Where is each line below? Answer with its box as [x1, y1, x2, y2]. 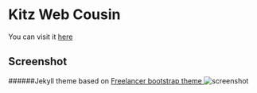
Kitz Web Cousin [8, 6, 121, 24]
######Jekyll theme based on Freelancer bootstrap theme [8, 76, 203, 85]
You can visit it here [8, 32, 73, 41]
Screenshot [8, 55, 68, 68]
